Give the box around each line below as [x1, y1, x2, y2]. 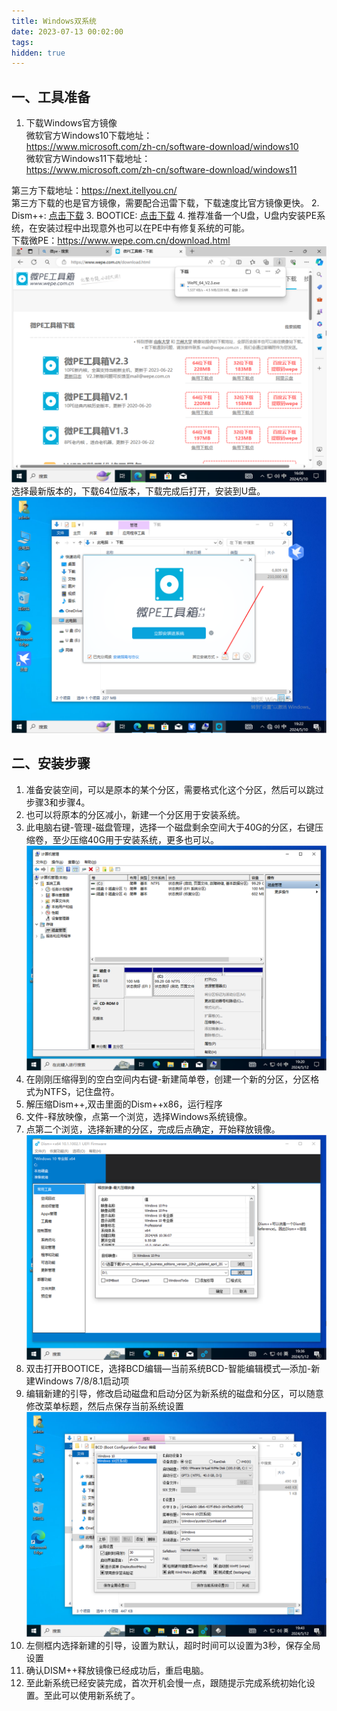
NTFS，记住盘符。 [43, 1086, 120, 1098]
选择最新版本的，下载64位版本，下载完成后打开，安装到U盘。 [11, 485, 266, 497]
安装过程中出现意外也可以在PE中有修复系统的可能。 [37, 222, 251, 234]
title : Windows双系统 [11, 16, 97, 26]
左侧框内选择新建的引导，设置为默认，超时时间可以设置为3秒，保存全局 [25, 1640, 321, 1652]
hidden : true [11, 48, 66, 58]
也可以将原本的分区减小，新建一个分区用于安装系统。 [25, 808, 246, 820]
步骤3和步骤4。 [25, 796, 91, 808]
